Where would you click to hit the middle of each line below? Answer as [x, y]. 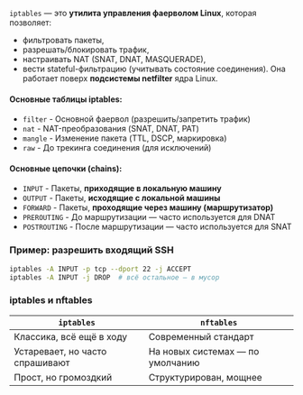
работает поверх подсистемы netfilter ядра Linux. [120, 78]
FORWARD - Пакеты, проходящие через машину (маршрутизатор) [147, 207]
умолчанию [174, 363]
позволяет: [31, 23]
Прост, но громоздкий [63, 377]
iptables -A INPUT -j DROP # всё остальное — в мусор [115, 277]
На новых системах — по [204, 351]
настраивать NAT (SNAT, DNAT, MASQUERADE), [114, 59]
